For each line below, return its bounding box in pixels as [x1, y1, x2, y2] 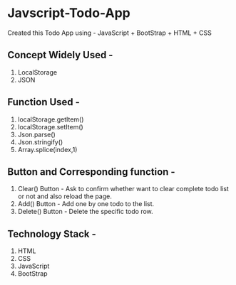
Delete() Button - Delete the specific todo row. [17, 208, 153, 216]
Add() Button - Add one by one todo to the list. [17, 200, 155, 208]
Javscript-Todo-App [7, 5, 130, 21]
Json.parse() [17, 130, 56, 139]
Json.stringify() [17, 137, 63, 146]
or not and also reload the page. [17, 192, 113, 200]
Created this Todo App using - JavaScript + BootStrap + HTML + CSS [7, 28, 212, 37]
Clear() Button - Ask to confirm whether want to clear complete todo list [17, 185, 230, 193]
